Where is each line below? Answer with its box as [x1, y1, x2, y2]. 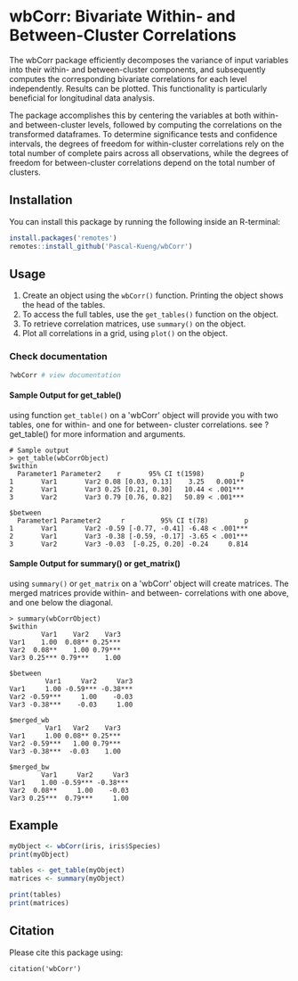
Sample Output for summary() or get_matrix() [9, 558, 181, 569]
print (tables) [9, 890, 62, 900]
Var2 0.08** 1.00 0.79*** [9, 645, 122, 655]
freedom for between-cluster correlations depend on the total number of [9, 157, 276, 168]
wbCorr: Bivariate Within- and [9, 6, 236, 27]
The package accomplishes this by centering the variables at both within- [9, 110, 279, 120]
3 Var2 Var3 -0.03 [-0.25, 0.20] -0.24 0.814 [9, 540, 249, 548]
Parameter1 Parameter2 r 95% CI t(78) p [17, 515, 249, 525]
